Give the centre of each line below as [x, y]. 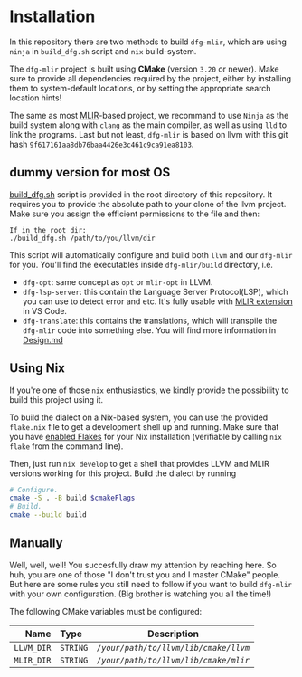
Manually [36, 544]
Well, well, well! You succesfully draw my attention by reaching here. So [143, 565]
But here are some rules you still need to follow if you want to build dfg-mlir [151, 584]
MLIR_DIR [33, 660]
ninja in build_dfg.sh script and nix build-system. [103, 51]
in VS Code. [45, 310]
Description [173, 634]
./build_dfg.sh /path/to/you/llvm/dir [82, 238]
